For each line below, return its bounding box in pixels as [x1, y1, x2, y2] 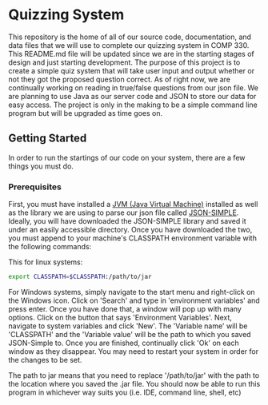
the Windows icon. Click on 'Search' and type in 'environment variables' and [8, 296, 260, 305]
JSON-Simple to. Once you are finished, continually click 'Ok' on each [8, 338, 239, 347]
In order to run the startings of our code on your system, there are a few [8, 153, 246, 162]
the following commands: [8, 242, 92, 252]
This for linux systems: [8, 257, 83, 267]
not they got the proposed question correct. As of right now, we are [8, 74, 230, 84]
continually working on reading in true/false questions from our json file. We [8, 82, 258, 93]
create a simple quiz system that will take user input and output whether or [8, 66, 254, 75]
